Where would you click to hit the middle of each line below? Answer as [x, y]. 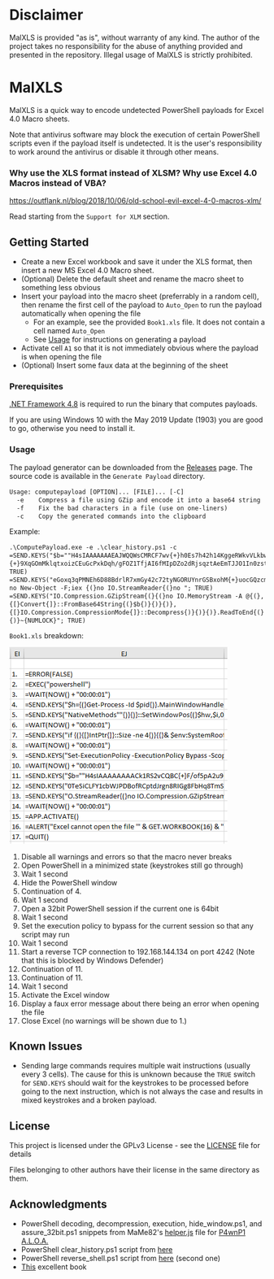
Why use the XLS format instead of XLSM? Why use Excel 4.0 [133, 172]
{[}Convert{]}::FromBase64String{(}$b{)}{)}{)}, [93, 604]
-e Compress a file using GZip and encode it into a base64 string [139, 500]
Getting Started [49, 242]
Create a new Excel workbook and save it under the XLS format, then [137, 261]
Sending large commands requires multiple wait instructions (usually [136, 1066]
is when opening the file [61, 356]
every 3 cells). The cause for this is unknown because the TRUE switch [138, 1074]
